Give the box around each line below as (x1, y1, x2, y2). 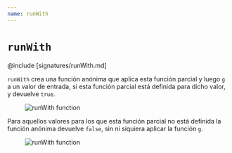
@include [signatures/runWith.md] (7, 61, 107, 69)
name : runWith (7, 10, 49, 18)
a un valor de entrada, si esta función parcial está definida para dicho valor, (7, 82, 226, 91)
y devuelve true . (7, 89, 56, 98)
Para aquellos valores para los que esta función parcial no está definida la (7, 117, 221, 125)
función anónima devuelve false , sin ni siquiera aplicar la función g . (7, 124, 204, 133)
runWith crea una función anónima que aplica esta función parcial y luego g (7, 74, 226, 83)
